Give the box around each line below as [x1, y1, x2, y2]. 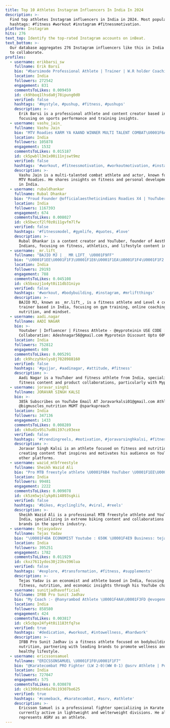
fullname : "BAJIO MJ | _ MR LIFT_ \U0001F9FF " [14, 253, 114, 258]
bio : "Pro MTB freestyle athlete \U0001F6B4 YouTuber [14, 470, 130, 475]
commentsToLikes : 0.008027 [14, 215, 71, 220]
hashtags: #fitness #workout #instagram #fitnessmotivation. [10, 21, 142, 27]
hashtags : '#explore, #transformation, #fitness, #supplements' [14, 569, 153, 574]
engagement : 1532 [14, 144, 51, 150]
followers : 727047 [14, 673, 53, 678]
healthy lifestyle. [18, 649, 60, 654]
